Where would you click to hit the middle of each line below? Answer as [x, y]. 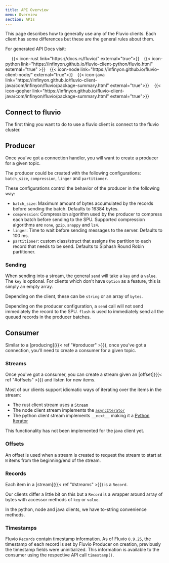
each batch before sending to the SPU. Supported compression [79, 220]
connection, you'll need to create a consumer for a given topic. [71, 351]
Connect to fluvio [33, 112]
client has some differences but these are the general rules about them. [80, 39]
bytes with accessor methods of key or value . [53, 500]
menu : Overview [21, 15]
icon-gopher [18, 91]
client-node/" [19, 75]
